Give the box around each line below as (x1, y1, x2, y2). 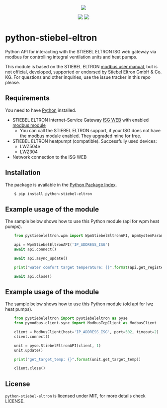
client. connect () (14, 334, 50, 339)
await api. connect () (14, 247, 57, 252)
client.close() (14, 366, 46, 371)
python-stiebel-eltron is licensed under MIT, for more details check (5, 393, 146, 399)
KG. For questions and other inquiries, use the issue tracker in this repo (5, 74, 151, 80)
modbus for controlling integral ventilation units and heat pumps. (5, 54, 138, 60)
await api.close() (14, 274, 52, 279)
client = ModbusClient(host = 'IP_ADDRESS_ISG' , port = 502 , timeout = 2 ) (14, 330, 159, 335)
